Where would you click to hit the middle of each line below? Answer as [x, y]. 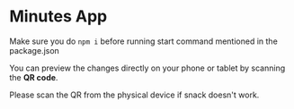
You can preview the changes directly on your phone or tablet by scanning [147, 68]
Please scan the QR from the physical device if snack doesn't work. [134, 95]
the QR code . [34, 77]
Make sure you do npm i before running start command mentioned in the [144, 41]
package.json [35, 50]
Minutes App [58, 17]
